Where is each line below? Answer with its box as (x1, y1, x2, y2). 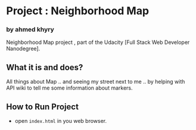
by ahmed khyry (6, 26, 55, 34)
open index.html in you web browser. (14, 118, 107, 125)
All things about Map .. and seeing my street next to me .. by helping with (6, 78, 185, 85)
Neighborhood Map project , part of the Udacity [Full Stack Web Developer (6, 39, 190, 46)
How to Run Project (6, 102, 79, 112)
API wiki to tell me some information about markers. (6, 84, 133, 91)
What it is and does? (6, 62, 83, 72)
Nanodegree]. (6, 45, 41, 52)
